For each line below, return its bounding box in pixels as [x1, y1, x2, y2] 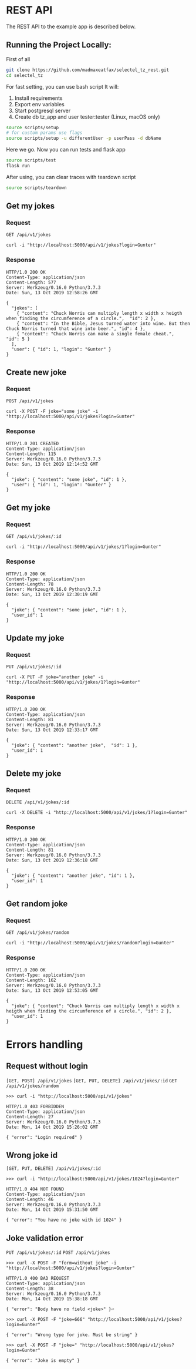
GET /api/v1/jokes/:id [6, 534, 62, 540]
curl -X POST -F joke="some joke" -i [6, 409, 99, 415]
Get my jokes [6, 201, 55, 211]
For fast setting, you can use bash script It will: [6, 83, 119, 90]
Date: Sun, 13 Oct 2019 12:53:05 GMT [6, 987, 99, 993]
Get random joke [6, 899, 68, 909]
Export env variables [14, 100, 65, 107]
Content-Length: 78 [6, 581, 54, 587]
